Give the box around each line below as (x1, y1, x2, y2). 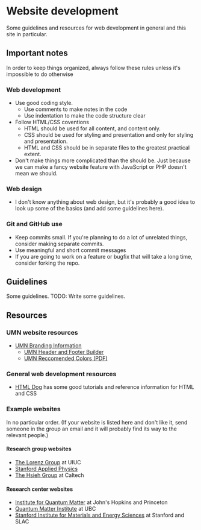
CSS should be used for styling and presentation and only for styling (23, 131, 194, 139)
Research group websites (6, 445, 72, 453)
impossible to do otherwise (6, 71, 73, 78)
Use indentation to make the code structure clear (23, 112, 146, 119)
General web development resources (6, 370, 117, 378)
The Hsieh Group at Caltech (14, 472, 84, 479)
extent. (23, 151, 42, 158)
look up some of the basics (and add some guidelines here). (14, 205, 164, 212)
